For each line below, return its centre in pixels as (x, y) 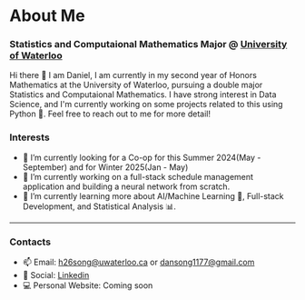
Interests (30, 137)
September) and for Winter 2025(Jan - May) (105, 167)
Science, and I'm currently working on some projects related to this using (146, 105)
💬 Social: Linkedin (56, 275)
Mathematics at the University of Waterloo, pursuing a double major (136, 85)
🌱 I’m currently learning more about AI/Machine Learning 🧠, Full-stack (153, 195)
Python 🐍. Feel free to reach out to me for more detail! (110, 114)
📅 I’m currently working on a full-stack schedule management (138, 176)
